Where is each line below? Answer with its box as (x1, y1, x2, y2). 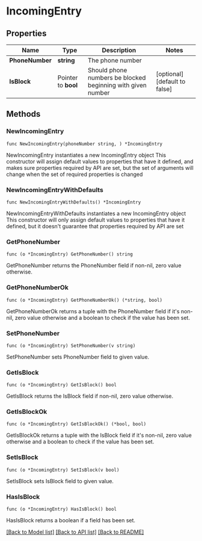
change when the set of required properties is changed (6, 170, 143, 178)
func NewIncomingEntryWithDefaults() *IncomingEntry (6, 199, 141, 205)
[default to (156, 77, 186, 86)
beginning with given (87, 81, 147, 89)
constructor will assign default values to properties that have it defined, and (6, 158, 194, 165)
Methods (6, 109, 41, 119)
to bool (57, 81, 78, 89)
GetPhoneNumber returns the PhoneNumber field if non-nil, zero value (6, 262, 182, 269)
